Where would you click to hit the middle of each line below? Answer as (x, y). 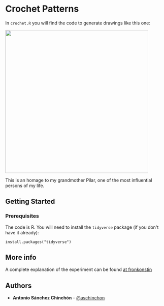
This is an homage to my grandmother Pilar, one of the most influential (79, 180)
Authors (19, 285)
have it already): (22, 232)
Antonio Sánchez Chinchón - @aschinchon (59, 298)
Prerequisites (22, 216)
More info (21, 257)
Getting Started (30, 202)
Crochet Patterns (42, 9)
